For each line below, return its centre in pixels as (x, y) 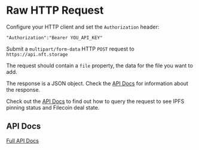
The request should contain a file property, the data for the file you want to (99, 65)
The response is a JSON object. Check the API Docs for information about (97, 83)
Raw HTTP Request (55, 10)
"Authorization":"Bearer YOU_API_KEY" (54, 37)
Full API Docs (22, 140)
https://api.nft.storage (37, 54)
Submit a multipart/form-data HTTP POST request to (70, 49)
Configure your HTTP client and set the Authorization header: (83, 27)
